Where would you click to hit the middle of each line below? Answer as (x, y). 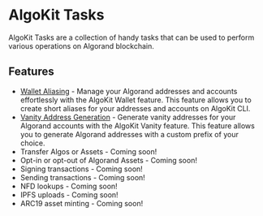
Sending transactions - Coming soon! (83, 177)
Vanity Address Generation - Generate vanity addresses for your (128, 117)
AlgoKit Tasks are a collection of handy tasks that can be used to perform (131, 37)
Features (31, 72)
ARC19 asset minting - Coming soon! (82, 203)
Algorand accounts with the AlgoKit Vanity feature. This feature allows (138, 125)
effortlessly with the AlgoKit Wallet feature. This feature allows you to (136, 100)
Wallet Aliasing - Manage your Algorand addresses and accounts (129, 91)
